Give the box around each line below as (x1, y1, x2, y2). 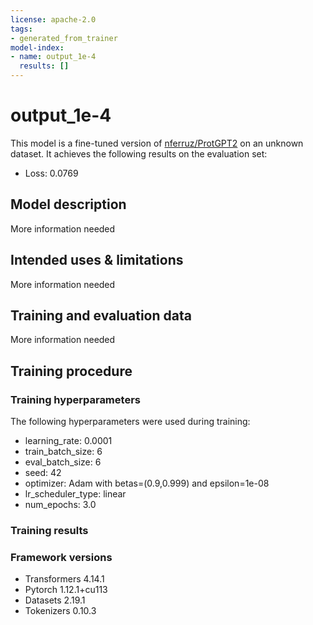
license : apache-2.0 (10, 14, 97, 25)
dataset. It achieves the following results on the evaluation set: (10, 147, 268, 160)
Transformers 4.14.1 (24, 573, 105, 585)
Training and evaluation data (10, 307, 192, 324)
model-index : (10, 42, 65, 53)
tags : (10, 24, 33, 34)
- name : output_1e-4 (10, 52, 97, 62)
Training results (10, 523, 89, 537)
